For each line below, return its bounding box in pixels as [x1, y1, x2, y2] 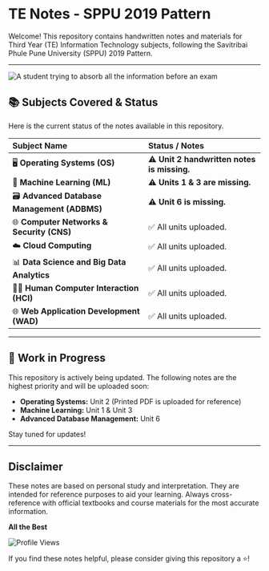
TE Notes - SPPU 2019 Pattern [8, 5, 211, 23]
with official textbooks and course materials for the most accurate [42, 498, 259, 508]
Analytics [12, 269, 50, 281]
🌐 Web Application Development [12, 306, 140, 317]
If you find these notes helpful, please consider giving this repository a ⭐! [8, 554, 251, 564]
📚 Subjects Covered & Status [8, 95, 159, 109]
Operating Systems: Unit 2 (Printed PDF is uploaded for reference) [19, 396, 242, 406]
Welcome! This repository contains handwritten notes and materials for [8, 31, 243, 41]
